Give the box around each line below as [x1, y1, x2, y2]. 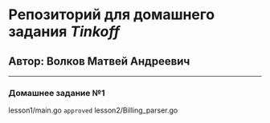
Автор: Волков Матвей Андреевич [8, 54, 190, 68]
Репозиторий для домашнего [8, 6, 215, 24]
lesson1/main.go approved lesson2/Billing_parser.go [8, 105, 178, 115]
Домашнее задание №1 [8, 87, 105, 98]
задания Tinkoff [8, 22, 121, 41]
